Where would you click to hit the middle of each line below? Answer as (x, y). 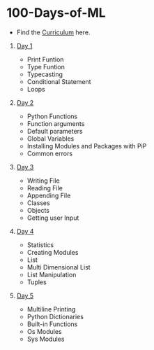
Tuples (37, 282)
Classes (38, 203)
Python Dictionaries (55, 316)
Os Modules (44, 331)
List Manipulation (52, 274)
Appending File (49, 195)
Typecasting (45, 74)
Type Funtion (46, 66)
